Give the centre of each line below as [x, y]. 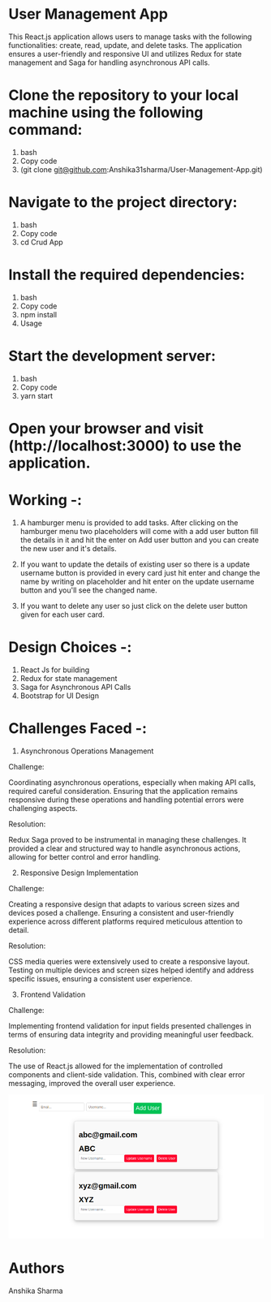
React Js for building [55, 670]
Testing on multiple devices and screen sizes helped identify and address [131, 970]
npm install [39, 314]
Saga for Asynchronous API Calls [75, 687]
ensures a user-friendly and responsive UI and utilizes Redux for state [125, 54]
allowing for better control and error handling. [84, 856]
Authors [37, 1268]
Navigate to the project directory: [123, 203]
